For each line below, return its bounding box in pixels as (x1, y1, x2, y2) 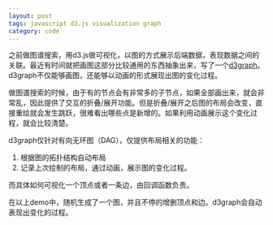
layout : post (8, 11, 53, 20)
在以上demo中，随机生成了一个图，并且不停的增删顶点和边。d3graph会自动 (8, 197, 262, 207)
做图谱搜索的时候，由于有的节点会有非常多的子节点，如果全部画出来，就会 (8, 88, 258, 97)
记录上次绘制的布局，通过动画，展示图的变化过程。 (19, 163, 192, 173)
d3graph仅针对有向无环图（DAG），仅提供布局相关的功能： (8, 136, 206, 145)
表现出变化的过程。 (8, 208, 73, 218)
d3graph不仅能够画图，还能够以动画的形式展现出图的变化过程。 (8, 71, 222, 80)
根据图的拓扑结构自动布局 (19, 153, 106, 162)
